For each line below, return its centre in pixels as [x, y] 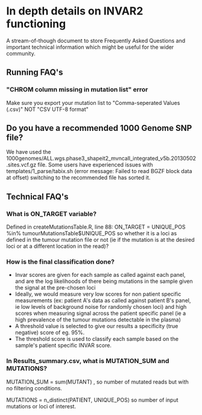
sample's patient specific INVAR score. [63, 346]
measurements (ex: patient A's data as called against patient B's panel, [103, 300]
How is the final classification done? [60, 262]
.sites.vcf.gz [21, 165]
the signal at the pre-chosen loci [55, 288]
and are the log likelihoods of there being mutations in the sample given [104, 281]
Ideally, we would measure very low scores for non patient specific [98, 294]
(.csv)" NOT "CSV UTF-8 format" [47, 109]
